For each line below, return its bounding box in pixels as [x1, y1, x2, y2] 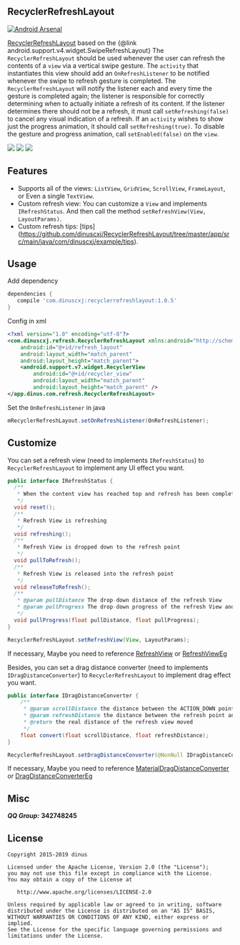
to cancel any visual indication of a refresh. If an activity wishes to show [7, 114, 224, 123]
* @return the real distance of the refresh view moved [23, 719, 194, 726]
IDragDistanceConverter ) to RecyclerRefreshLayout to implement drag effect [7, 671, 231, 679]
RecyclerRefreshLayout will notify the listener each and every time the [7, 84, 213, 92]
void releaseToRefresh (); [14, 584, 91, 591]
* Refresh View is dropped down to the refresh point [16, 544, 181, 551]
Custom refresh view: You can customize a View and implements [17, 199, 207, 208]
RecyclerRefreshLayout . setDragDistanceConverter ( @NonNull [7, 751, 184, 759]
